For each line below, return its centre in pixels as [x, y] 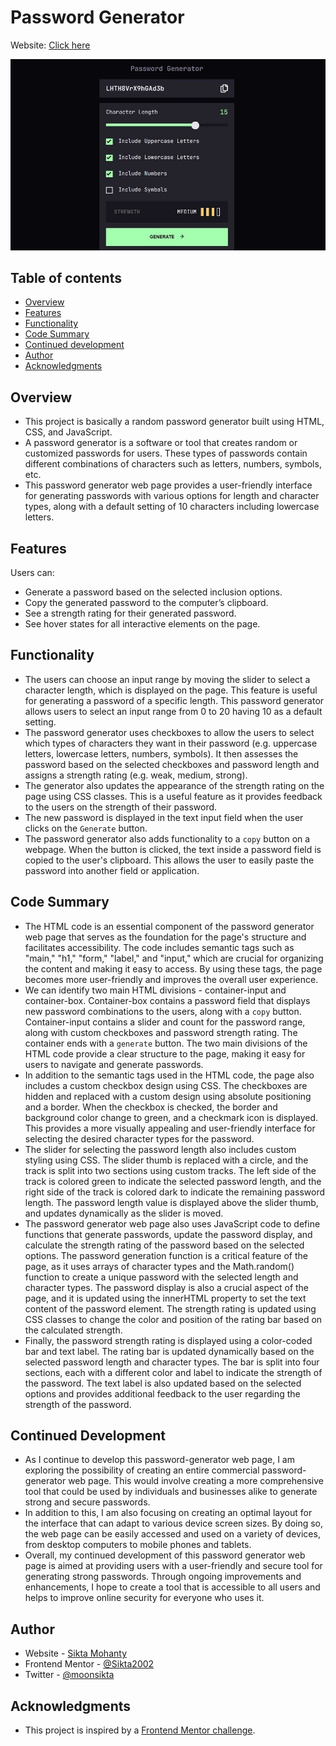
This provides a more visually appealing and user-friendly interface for [170, 1128]
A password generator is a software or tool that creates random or [161, 443]
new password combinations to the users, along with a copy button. [163, 1011]
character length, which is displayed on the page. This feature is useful [171, 690]
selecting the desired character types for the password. [139, 1138]
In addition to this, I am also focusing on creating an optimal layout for [168, 1513]
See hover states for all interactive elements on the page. [142, 624]
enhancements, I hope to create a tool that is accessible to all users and [172, 1587]
